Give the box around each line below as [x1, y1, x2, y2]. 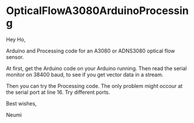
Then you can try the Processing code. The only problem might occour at [6, 82, 183, 89]
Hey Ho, [6, 36, 26, 43]
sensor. [6, 53, 25, 60]
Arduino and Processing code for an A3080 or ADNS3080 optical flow [6, 47, 175, 54]
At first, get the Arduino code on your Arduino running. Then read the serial [6, 64, 187, 71]
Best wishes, [6, 100, 37, 107]
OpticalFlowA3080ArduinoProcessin [6, 4, 189, 18]
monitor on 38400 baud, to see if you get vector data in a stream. [6, 71, 164, 78]
